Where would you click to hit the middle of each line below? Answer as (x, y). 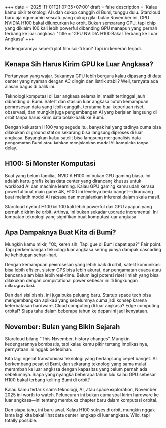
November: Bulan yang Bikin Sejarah (63, 326)
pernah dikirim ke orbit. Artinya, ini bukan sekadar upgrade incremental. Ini (81, 212)
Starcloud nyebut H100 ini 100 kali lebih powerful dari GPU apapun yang (79, 206)
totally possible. (21, 420)
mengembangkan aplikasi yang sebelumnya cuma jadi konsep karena (76, 300)
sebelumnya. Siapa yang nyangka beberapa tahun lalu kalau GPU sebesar (81, 375)
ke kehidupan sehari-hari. (31, 255)
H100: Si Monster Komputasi (50, 164)
